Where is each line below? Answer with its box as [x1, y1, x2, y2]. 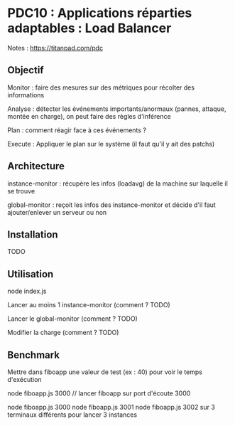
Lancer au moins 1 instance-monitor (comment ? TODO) [7, 301, 170, 309]
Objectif [7, 64, 44, 76]
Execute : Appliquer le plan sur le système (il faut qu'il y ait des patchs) [7, 139, 215, 148]
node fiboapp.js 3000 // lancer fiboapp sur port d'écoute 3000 [7, 389, 191, 398]
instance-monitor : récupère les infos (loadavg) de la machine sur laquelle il [7, 179, 229, 188]
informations [7, 90, 45, 99]
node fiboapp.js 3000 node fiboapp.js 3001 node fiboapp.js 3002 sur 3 [7, 403, 215, 411]
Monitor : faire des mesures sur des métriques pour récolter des [7, 83, 195, 92]
